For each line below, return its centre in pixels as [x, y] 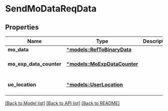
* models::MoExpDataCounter [102, 64]
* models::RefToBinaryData [99, 49]
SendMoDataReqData [51, 9]
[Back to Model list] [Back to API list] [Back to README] [62, 103]
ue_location [22, 84]
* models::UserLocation [95, 84]
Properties [22, 27]
